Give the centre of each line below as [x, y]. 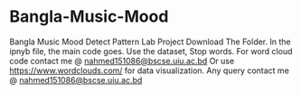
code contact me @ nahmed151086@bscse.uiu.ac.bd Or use [122, 61]
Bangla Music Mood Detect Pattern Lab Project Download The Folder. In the [150, 42]
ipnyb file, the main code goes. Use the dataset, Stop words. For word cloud [151, 51]
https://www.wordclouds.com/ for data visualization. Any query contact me [149, 70]
